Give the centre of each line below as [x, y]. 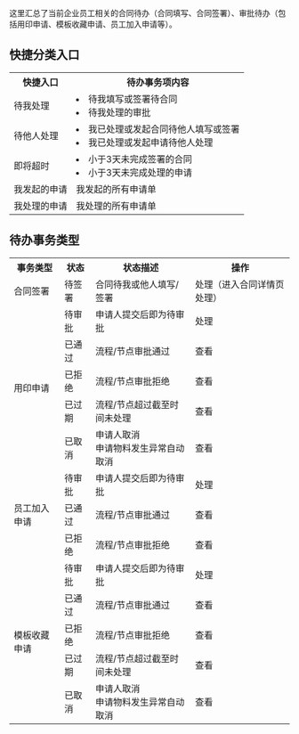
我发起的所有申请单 [117, 189]
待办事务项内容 [158, 82]
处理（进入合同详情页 [240, 284]
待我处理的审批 [120, 112]
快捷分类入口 [44, 55]
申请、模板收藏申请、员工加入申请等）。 [105, 24]
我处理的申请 [41, 206]
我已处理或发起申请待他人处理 [151, 143]
